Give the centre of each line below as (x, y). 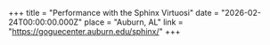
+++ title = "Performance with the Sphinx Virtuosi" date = (114, 13)
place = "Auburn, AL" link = (134, 22)
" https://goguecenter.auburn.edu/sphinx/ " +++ (94, 31)
